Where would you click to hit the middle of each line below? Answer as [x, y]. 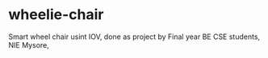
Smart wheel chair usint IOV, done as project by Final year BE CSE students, [134, 37]
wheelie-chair [56, 15]
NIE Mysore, [29, 44]
